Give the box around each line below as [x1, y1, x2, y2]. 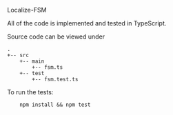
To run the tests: [7, 88, 54, 96]
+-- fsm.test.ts [32, 76, 79, 83]
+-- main [19, 58, 45, 65]
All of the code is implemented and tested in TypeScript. [7, 19, 167, 27]
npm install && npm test [19, 101, 91, 108]
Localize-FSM [7, 6, 47, 14]
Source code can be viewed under [7, 32, 105, 41]
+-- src [7, 52, 30, 59]
